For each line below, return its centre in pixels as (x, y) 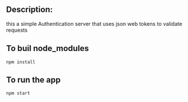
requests (17, 30)
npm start (18, 93)
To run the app (33, 80)
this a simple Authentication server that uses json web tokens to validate (94, 23)
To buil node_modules (48, 48)
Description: (30, 10)
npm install (21, 62)
